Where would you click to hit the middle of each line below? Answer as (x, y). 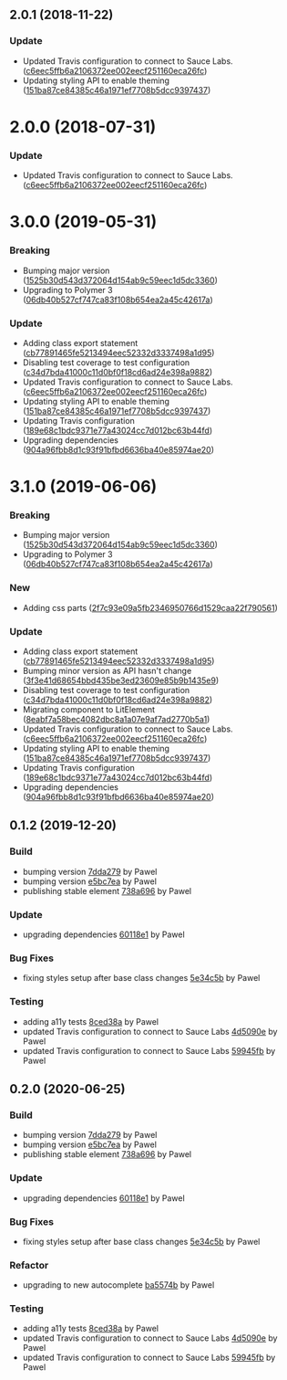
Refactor (29, 1265)
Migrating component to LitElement (89, 710)
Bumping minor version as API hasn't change (107, 671)
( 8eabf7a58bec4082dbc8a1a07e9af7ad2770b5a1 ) (116, 720)
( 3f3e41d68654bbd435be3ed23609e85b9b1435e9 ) (121, 680)
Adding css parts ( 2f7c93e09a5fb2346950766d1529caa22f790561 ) (150, 607)
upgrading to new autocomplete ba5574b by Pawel (118, 1285)
